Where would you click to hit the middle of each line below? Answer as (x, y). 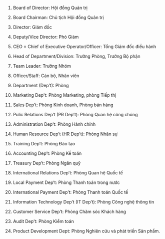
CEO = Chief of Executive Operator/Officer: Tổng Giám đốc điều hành (84, 47)
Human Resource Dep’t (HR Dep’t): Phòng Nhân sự (65, 134)
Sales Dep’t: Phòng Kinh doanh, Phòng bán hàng (63, 105)
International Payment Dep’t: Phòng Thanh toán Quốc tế (70, 192)
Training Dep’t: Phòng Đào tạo (44, 144)
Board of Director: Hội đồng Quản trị (50, 8)
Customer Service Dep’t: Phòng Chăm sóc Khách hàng (69, 211)
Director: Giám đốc (32, 27)
